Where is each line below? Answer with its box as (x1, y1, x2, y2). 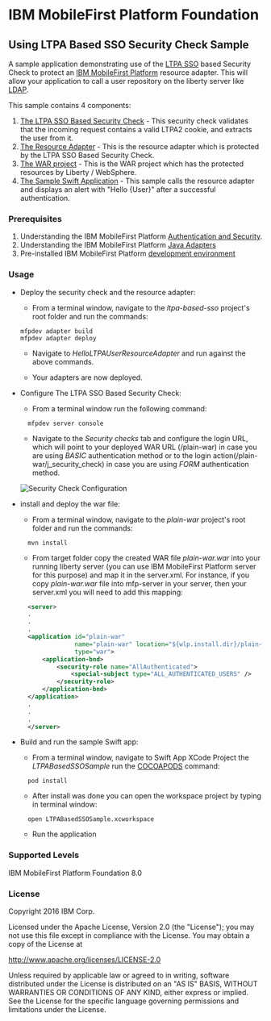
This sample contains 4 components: (8, 101, 131, 110)
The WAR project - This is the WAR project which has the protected (19, 159, 244, 169)
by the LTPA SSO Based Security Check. (19, 151, 155, 160)
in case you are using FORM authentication (106, 459, 250, 469)
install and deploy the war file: (19, 498, 120, 509)
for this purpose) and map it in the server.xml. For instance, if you (31, 570, 250, 580)
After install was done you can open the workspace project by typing (31, 791, 262, 801)
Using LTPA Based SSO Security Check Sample (8, 38, 249, 52)
